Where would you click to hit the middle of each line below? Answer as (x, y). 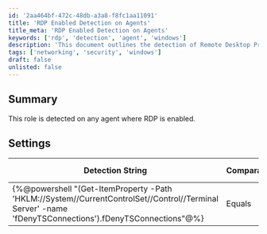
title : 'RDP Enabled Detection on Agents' (79, 23)
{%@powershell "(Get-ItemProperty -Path (92, 189)
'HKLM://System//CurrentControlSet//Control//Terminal (115, 199)
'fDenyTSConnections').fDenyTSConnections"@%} (108, 219)
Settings (30, 143)
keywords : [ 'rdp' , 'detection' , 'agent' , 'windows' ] (97, 38)
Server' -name (40, 209)
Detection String (115, 171)
